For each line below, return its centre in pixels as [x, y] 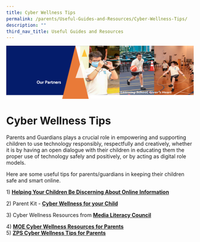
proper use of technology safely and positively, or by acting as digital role [96, 156]
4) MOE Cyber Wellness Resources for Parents [65, 227]
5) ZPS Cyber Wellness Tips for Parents [56, 232]
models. [16, 162]
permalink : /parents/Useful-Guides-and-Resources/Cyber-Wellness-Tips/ [97, 19]
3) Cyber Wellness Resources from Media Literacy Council [79, 215]
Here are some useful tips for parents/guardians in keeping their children [95, 174]
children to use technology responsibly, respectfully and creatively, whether [99, 143]
